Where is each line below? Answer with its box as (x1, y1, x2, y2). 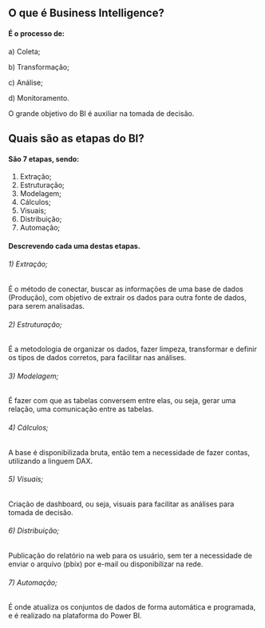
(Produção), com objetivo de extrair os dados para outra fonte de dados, (8, 292, 247, 302)
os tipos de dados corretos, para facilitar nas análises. (8, 353, 187, 362)
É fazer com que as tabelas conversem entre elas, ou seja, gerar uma (8, 396, 236, 406)
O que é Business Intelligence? (8, 6, 165, 20)
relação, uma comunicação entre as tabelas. (8, 404, 154, 414)
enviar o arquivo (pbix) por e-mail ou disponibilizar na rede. (8, 559, 204, 569)
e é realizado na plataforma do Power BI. (8, 611, 142, 621)
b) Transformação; (8, 62, 69, 71)
